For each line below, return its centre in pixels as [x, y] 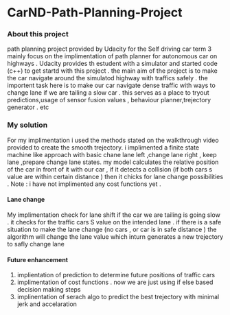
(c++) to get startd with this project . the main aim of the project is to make [112, 71]
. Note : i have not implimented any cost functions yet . [84, 184]
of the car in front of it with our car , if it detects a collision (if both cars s [110, 169]
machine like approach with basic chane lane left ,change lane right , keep [112, 154]
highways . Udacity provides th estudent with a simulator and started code [112, 64]
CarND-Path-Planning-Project [95, 13]
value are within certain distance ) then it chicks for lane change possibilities [115, 176]
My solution [27, 125]
